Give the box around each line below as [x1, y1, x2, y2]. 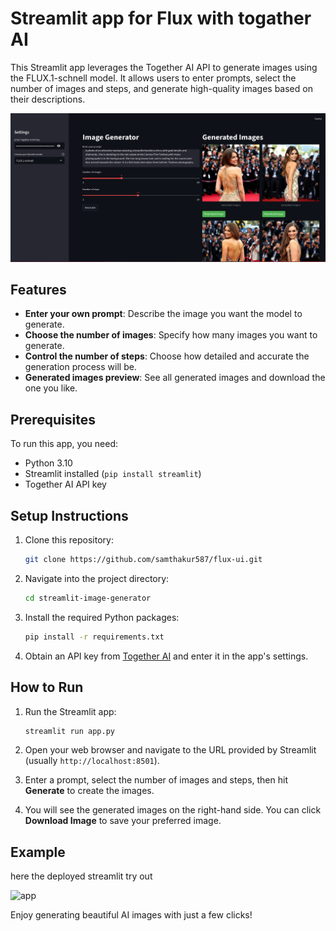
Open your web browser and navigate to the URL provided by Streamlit [24, 744, 317, 756]
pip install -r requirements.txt [24, 632, 165, 642]
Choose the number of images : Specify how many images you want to [24, 329, 318, 341]
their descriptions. [10, 93, 86, 105]
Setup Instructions [10, 507, 129, 524]
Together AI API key [24, 478, 107, 491]
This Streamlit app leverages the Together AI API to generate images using [10, 61, 318, 73]
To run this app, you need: [10, 438, 118, 450]
